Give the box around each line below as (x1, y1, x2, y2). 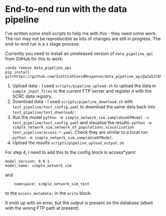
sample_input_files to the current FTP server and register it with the (12, 88, 152, 94)
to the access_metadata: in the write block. (5, 190, 92, 196)
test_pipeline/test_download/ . (12, 109, 76, 115)
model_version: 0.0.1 (5, 159, 50, 164)
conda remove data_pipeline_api (5, 65, 72, 70)
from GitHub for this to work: (5, 55, 63, 61)
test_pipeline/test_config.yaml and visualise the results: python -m (12, 119, 152, 125)
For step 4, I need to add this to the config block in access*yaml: (5, 149, 137, 155)
